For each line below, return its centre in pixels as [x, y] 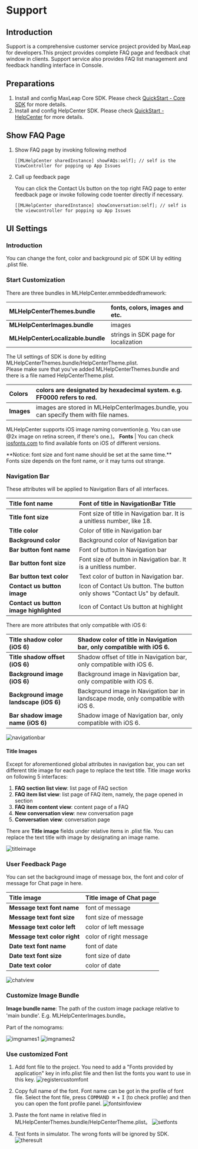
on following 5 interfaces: [37, 777]
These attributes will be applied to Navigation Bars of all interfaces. [88, 489]
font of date [101, 946]
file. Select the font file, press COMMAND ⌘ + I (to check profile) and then [103, 1097]
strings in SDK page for [143, 334]
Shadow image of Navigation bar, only [131, 715]
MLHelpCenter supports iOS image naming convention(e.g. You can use [93, 429]
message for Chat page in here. [44, 883]
